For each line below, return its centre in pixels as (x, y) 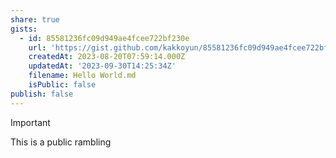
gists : (24, 29)
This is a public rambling (61, 142)
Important (30, 122)
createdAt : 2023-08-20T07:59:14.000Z (107, 57)
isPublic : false (62, 85)
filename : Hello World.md (82, 76)
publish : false (42, 94)
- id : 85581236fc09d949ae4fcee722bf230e (104, 38)
